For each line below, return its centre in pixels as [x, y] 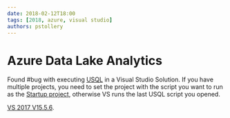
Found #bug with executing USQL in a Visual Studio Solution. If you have [111, 79]
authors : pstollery [35, 26]
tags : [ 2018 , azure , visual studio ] [60, 20]
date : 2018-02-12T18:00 [41, 13]
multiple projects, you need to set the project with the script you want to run [115, 87]
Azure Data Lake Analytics [85, 60]
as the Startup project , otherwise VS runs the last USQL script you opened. [114, 95]
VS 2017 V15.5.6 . [31, 108]
